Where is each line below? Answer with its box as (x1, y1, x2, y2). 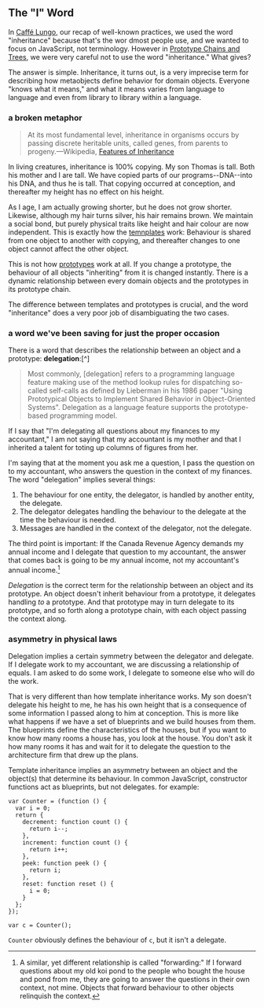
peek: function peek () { (22, 859, 108, 868)
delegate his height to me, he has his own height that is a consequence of (8, 700, 247, 710)
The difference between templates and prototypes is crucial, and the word (8, 300, 249, 309)
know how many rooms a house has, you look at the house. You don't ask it (8, 733, 253, 743)
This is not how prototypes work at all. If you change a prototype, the (8, 260, 232, 269)
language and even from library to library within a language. (8, 92, 202, 102)
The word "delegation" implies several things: (8, 475, 156, 485)
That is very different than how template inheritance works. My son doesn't (8, 692, 251, 701)
